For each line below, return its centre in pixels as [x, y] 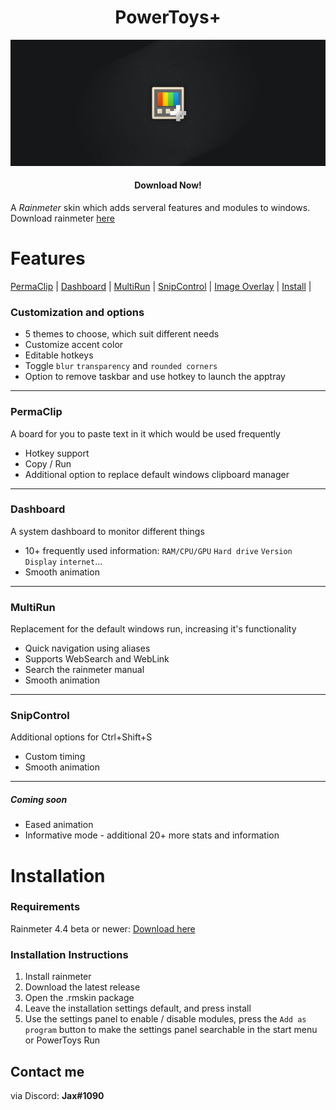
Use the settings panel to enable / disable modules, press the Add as [165, 1019]
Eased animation [59, 825]
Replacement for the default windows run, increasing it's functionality [153, 629]
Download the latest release [82, 987]
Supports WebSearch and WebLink [97, 659]
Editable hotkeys [59, 355]
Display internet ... [63, 561]
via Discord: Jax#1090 [57, 1095]
